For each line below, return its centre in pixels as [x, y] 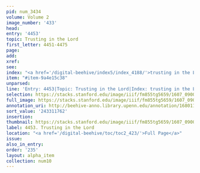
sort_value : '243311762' [37, 111]
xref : [13, 61]
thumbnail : [20, 122]
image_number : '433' [32, 23]
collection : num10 [29, 161]
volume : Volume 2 [28, 17]
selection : [20, 95]
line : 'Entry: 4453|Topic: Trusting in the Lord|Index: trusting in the [98, 89]
